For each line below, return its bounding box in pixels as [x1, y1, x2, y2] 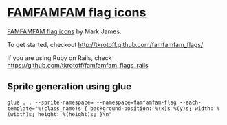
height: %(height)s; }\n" [37, 111, 112, 117]
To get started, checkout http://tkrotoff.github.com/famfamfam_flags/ [7, 40, 204, 48]
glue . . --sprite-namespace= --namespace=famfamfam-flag [7, 99, 177, 106]
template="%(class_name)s [7, 105, 81, 112]
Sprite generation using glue [7, 81, 132, 93]
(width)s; [7, 111, 36, 117]
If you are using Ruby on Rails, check [7, 53, 112, 62]
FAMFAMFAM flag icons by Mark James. [7, 27, 122, 36]
